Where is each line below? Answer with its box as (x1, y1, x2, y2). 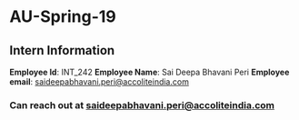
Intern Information (9, 43, 115, 58)
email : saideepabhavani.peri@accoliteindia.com (9, 76, 189, 87)
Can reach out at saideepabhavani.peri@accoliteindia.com (9, 98, 275, 111)
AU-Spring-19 (9, 6, 116, 27)
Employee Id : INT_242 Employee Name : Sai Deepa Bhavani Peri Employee (9, 66, 290, 77)
